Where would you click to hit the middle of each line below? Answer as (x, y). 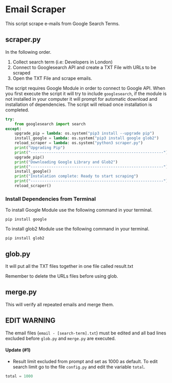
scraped (21, 73)
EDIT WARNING (30, 321)
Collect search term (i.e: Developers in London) (63, 62)
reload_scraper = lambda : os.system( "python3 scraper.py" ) (79, 143)
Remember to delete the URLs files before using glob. (62, 276)
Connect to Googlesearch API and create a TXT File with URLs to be (84, 67)
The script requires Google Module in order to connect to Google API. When (85, 88)
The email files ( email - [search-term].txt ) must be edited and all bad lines (86, 333)
